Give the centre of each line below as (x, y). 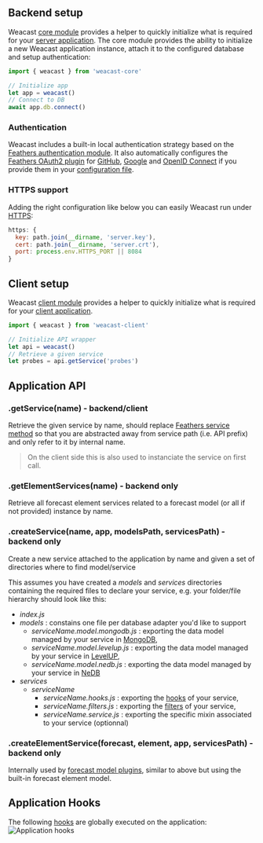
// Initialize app (38, 86)
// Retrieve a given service (56, 354)
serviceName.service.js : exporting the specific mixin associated (148, 714)
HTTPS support (38, 190)
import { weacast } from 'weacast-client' (79, 325)
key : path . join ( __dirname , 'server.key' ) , (86, 237)
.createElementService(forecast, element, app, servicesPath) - (131, 743)
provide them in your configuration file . (71, 170)
